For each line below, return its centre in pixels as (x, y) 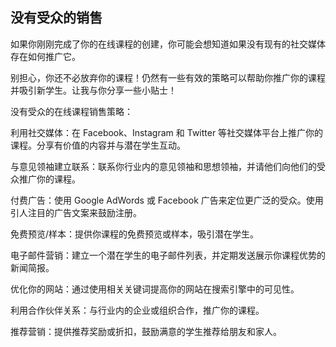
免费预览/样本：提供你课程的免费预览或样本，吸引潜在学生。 (135, 234)
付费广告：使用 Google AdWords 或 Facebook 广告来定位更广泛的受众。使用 (167, 200)
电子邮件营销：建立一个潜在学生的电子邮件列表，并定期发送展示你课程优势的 (168, 255)
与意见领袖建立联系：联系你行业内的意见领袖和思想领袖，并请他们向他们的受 (168, 166)
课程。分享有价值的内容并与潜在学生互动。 (98, 145)
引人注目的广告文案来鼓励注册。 (76, 212)
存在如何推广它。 (45, 56)
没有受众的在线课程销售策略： (71, 111)
